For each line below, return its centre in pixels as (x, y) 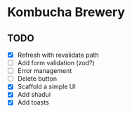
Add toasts (33, 102)
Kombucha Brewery (66, 12)
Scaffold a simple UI (46, 87)
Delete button (37, 79)
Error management (45, 71)
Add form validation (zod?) (56, 63)
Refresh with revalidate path (58, 55)
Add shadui (34, 95)
